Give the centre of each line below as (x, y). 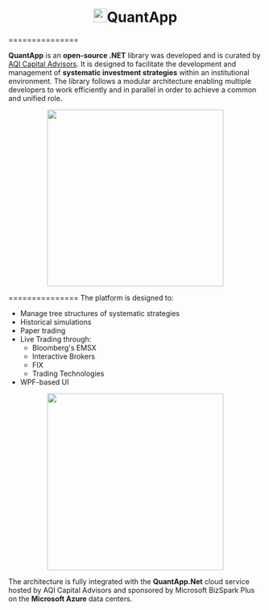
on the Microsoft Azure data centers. (70, 599)
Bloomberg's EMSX (64, 347)
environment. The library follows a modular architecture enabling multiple (130, 81)
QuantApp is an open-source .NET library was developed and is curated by (134, 55)
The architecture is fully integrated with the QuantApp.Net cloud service (129, 581)
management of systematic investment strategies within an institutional (129, 72)
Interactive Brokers (63, 356)
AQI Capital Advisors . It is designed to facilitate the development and (122, 64)
